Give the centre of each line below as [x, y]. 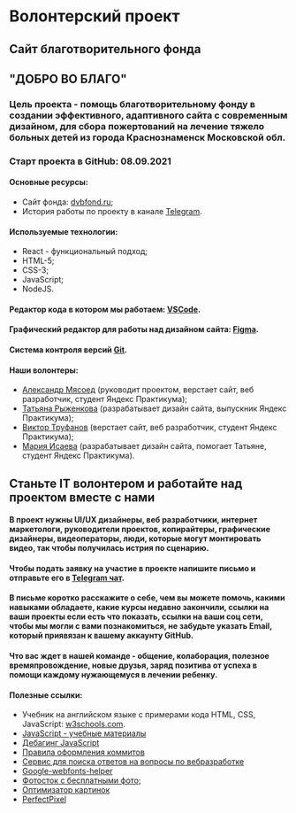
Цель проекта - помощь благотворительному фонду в [133, 104]
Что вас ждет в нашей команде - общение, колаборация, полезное [139, 655]
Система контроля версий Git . [68, 350]
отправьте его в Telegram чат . [67, 577]
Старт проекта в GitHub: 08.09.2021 [91, 161]
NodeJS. [38, 289]
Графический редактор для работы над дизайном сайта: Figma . [134, 329]
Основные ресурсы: [49, 182]
